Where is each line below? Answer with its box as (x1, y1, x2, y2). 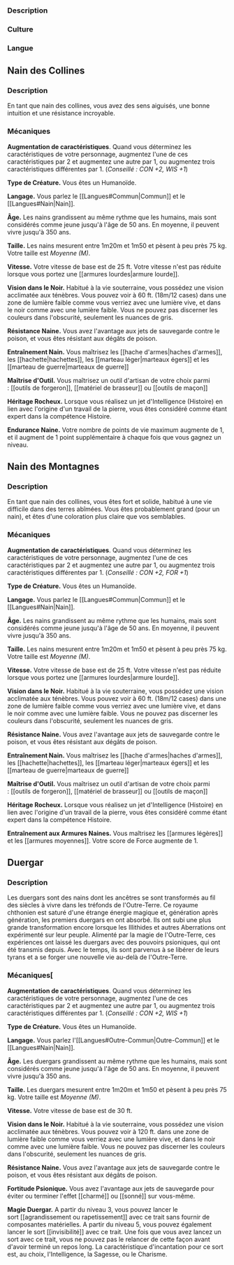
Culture (7, 24, 34, 34)
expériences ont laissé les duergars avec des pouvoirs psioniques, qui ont (7, 938, 221, 946)
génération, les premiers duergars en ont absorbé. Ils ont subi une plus (7, 916, 212, 924)
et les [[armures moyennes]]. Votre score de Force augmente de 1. (7, 836, 198, 845)
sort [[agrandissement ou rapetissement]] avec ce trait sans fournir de (7, 1212, 210, 1221)
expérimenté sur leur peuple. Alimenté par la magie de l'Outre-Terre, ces (7, 930, 216, 939)
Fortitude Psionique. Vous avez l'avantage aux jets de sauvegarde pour (7, 1184, 214, 1192)
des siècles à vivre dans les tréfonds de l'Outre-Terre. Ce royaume (7, 901, 199, 909)
